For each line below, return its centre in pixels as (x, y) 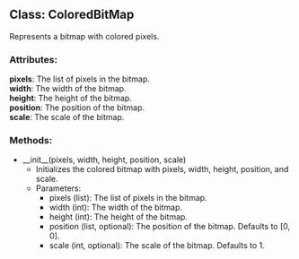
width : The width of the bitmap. (68, 89)
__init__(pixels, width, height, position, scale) (104, 160)
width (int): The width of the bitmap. (115, 207)
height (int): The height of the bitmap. (119, 217)
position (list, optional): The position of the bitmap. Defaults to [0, (170, 227)
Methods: (31, 141)
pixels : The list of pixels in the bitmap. (80, 79)
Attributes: (34, 59)
